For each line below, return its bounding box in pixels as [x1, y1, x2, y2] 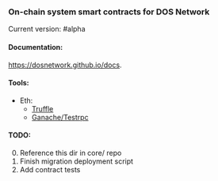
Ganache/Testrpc [31, 112, 89, 122]
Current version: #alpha [8, 25, 86, 34]
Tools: [8, 78, 29, 88]
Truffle [31, 104, 54, 113]
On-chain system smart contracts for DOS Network [8, 6, 210, 17]
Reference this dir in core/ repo [19, 148, 122, 157]
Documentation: [8, 42, 63, 51]
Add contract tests [19, 164, 81, 174]
